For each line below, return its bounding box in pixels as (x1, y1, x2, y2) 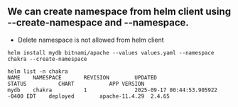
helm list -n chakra (7, 67, 69, 75)
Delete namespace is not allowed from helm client (17, 35, 164, 44)
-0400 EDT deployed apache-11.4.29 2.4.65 (7, 92, 171, 100)
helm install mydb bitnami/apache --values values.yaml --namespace (7, 49, 215, 56)
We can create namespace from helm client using (7, 6, 232, 18)
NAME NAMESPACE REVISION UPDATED (7, 74, 158, 81)
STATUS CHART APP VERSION (7, 80, 144, 87)
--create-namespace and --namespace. (7, 17, 190, 29)
